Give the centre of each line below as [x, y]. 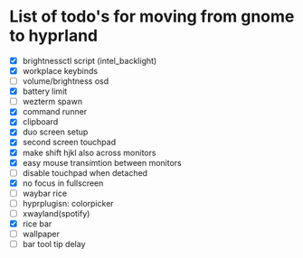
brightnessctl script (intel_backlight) [90, 60]
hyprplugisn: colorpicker [68, 203]
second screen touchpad [69, 143]
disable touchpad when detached [85, 172]
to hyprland [54, 36]
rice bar [37, 224]
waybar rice [45, 193]
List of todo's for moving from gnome [152, 17]
